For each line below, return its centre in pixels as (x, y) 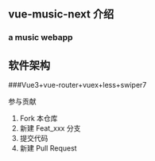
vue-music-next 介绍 (61, 14)
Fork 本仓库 (39, 119)
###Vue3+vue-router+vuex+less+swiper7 (77, 85)
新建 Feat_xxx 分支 (50, 128)
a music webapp (41, 37)
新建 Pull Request (48, 148)
